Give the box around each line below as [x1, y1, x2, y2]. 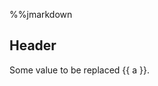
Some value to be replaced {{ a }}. [9, 64, 150, 76]
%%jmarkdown [9, 9, 73, 20]
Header [9, 37, 57, 54]
